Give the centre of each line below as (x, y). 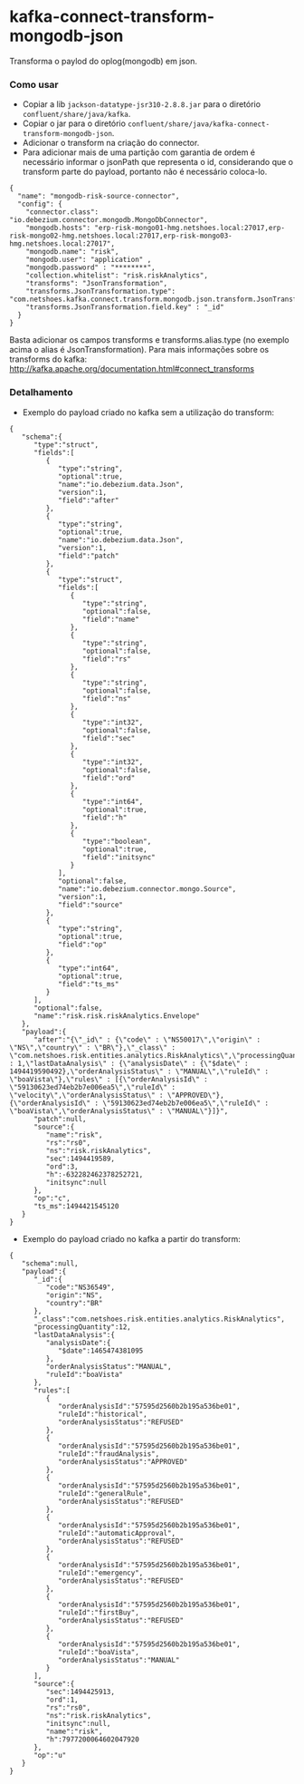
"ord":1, (62, 1700)
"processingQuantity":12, (82, 1327)
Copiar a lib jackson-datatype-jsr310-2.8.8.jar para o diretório (141, 104)
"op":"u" (50, 1755)
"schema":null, (50, 1263)
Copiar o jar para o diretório (74, 123)
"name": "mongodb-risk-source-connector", (99, 197)
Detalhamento (41, 393)
